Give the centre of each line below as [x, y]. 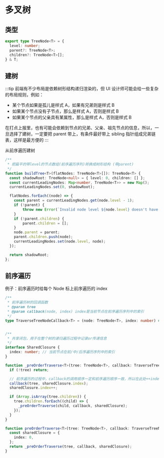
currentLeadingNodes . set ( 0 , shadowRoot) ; [52, 187]
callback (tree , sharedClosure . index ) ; [49, 383]
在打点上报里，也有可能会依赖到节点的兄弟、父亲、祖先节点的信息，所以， [80, 128]
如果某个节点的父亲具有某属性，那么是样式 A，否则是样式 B [72, 118]
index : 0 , [24, 437]
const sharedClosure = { [35, 433]
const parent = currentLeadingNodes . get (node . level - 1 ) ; [74, 201]
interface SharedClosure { [32, 348]
